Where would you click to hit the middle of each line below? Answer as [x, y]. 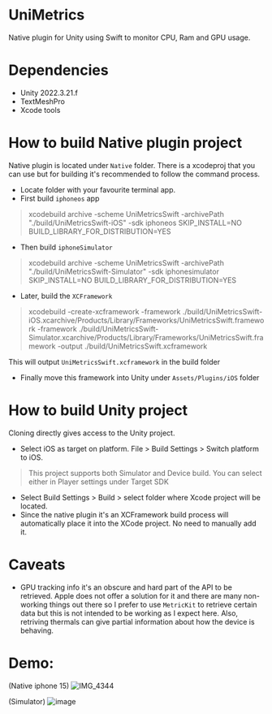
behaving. [37, 630]
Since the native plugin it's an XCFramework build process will [124, 514]
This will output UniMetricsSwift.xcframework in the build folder [114, 361]
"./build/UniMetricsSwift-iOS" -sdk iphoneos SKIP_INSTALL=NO [135, 223]
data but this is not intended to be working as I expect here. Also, [129, 613]
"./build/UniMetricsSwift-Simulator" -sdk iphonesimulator [123, 271]
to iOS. [31, 457]
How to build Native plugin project [125, 143]
